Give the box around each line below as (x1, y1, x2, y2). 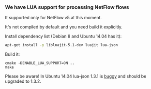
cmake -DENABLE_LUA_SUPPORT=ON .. (5, 61, 75, 66)
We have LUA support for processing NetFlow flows (5, 4, 129, 11)
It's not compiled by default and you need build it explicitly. (5, 24, 122, 30)
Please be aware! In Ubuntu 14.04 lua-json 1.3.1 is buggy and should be (5, 74, 147, 79)
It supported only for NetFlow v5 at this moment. (5, 15, 102, 21)
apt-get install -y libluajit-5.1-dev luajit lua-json (5, 43, 118, 48)
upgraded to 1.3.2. (5, 78, 41, 84)
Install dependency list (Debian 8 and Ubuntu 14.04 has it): (5, 33, 122, 39)
